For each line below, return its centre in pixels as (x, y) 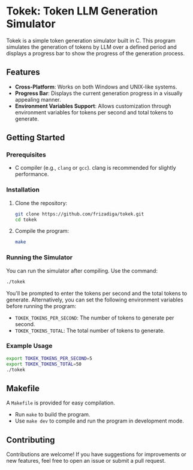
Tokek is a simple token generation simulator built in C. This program (91, 40)
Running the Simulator (40, 258)
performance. (32, 174)
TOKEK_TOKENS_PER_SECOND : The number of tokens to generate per (94, 318)
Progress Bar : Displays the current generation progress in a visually (99, 93)
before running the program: (41, 306)
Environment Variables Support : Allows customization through (93, 106)
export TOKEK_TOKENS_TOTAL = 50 (44, 364)
